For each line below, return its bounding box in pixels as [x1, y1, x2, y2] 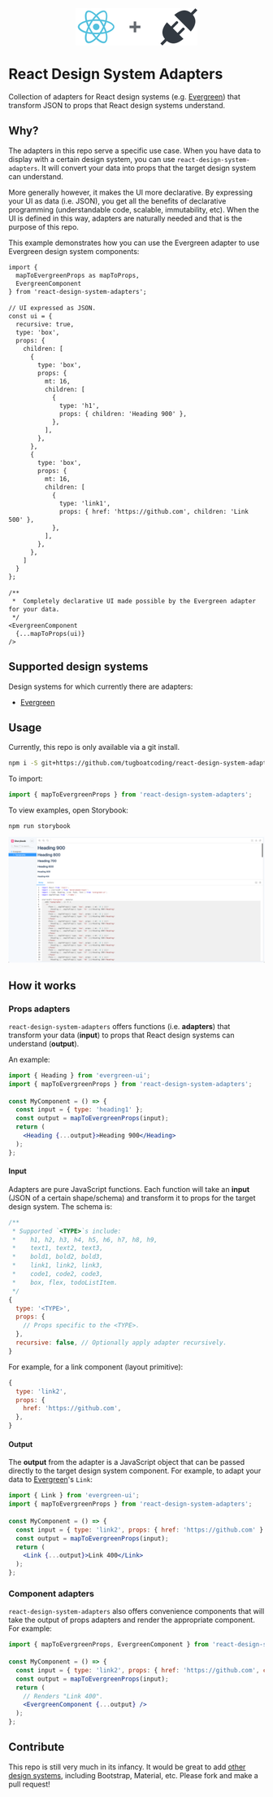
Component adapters [8, 1588, 95, 1599]
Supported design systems [8, 660, 149, 674]
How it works [8, 979, 76, 993]
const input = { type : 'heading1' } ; [15, 1106, 144, 1114]
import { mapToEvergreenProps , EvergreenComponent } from [8, 1641, 209, 1649]
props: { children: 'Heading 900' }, [59, 410, 187, 418]
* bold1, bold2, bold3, [11, 1253, 104, 1261]
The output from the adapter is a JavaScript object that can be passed [8, 1457, 245, 1467]
